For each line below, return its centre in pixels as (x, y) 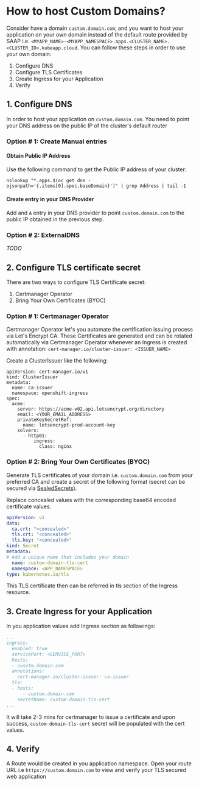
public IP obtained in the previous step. (55, 219)
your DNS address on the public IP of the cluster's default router (87, 126)
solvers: (28, 431)
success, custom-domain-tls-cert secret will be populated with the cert (96, 723)
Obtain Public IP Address (38, 156)
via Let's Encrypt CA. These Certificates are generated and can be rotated (100, 336)
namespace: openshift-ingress (50, 393)
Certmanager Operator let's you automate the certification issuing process (100, 330)
